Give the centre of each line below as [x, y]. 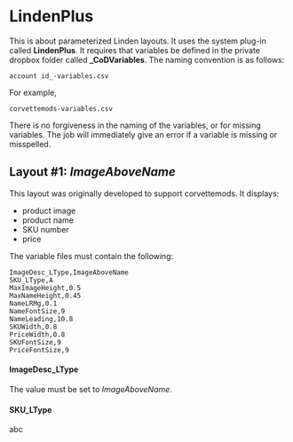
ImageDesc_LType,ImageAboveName [69, 272]
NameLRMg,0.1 [33, 304]
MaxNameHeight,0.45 [45, 296]
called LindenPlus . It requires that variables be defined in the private [135, 50]
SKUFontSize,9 [36, 342]
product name [48, 220]
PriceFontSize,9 [39, 350]
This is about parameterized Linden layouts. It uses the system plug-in [138, 41]
